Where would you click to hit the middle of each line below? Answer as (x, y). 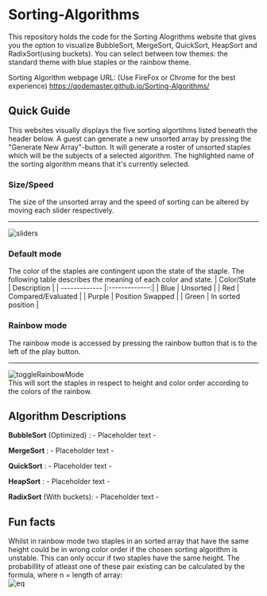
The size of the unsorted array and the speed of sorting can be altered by (129, 202)
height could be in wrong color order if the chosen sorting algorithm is (123, 550)
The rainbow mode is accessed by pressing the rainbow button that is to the (133, 343)
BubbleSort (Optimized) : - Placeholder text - (82, 435)
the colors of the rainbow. (50, 391)
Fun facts (32, 522)
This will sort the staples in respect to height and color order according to (128, 383)
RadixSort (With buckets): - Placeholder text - (84, 497)
